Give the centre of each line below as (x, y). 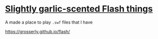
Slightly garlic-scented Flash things (79, 9)
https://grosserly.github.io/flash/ (38, 31)
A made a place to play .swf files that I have (49, 22)
